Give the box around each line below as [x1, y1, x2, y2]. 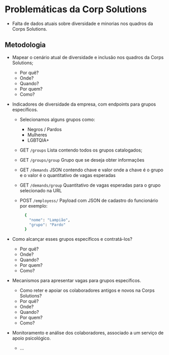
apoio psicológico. [12, 335, 51, 341]
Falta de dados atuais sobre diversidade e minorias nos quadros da [12, 20, 153, 27]
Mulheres [27, 132, 47, 138]
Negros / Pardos [27, 126, 62, 132]
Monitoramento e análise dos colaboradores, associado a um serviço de [12, 330, 164, 336]
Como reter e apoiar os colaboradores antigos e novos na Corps [19, 287, 155, 294]
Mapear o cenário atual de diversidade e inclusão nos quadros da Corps [12, 54, 164, 60]
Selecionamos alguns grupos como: [19, 116, 95, 122]
